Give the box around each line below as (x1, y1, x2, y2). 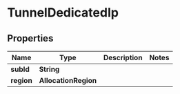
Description (103, 53, 143, 62)
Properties (7, 32, 54, 44)
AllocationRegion (39, 76, 97, 85)
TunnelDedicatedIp (7, 5, 119, 21)
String (39, 64, 60, 74)
